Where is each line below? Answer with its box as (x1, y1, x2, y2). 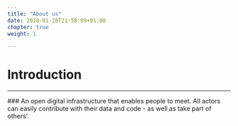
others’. (7, 112, 30, 120)
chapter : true (7, 23, 50, 30)
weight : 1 (7, 30, 37, 38)
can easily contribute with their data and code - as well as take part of (7, 104, 212, 113)
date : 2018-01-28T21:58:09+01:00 (7, 17, 106, 24)
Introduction (7, 67, 82, 83)
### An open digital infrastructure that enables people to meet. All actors (7, 97, 221, 105)
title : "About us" (7, 10, 62, 18)
